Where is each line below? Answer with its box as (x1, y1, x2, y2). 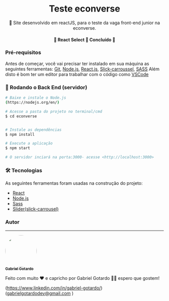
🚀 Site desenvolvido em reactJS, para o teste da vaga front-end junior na (9, 20, 160, 26)
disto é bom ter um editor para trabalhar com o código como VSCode (5, 71, 149, 77)
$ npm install (5, 132, 35, 137)
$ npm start (5, 145, 30, 151)
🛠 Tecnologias (5, 167, 43, 174)
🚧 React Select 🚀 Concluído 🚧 (53, 36, 116, 43)
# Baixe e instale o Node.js (5, 95, 66, 101)
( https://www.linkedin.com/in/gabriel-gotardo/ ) (5, 285, 103, 291)
